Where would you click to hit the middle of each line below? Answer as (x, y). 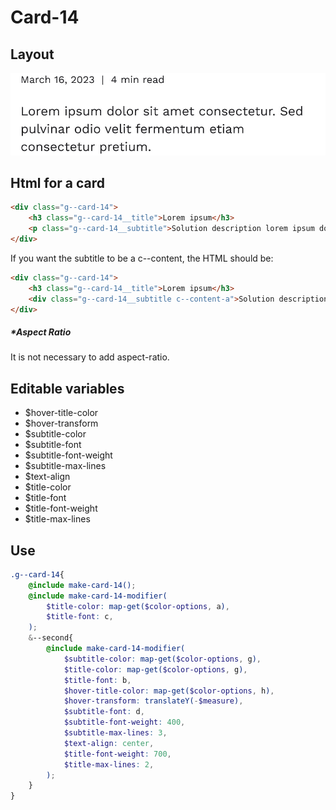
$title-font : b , (97, 680)
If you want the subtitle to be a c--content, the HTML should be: (142, 258)
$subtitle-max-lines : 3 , (115, 733)
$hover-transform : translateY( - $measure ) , (153, 701)
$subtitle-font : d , (104, 712)
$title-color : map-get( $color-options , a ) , (138, 606)
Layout (32, 54)
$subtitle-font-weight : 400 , (124, 722)
